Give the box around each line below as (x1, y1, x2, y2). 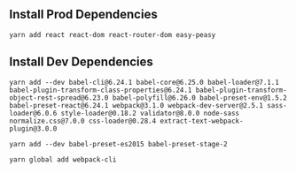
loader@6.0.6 (9, 109, 58, 117)
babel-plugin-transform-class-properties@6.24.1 (9, 86, 192, 94)
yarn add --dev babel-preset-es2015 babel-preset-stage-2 (9, 139, 228, 148)
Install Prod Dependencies (9, 7, 158, 22)
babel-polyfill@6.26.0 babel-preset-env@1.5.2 (112, 93, 288, 102)
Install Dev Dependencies (9, 55, 153, 70)
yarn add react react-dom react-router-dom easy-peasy (9, 30, 216, 39)
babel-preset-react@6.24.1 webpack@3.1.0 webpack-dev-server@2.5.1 (9, 101, 264, 109)
